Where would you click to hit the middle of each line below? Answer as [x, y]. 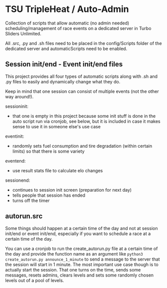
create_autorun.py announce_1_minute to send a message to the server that [83, 259]
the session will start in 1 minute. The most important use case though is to [82, 264]
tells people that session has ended [49, 195]
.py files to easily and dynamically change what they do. [63, 81]
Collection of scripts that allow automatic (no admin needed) [67, 23]
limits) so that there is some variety [48, 151]
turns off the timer [31, 200]
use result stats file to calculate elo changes [58, 170]
